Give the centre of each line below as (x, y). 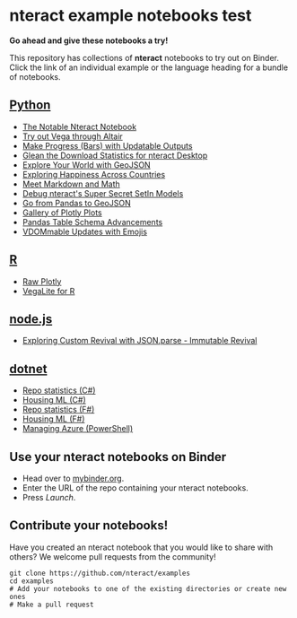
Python (30, 105)
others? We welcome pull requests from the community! (113, 556)
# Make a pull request (52, 605)
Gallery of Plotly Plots (62, 213)
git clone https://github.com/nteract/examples (100, 573)
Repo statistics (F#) (58, 410)
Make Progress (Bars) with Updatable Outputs (107, 145)
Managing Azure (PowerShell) (78, 429)
